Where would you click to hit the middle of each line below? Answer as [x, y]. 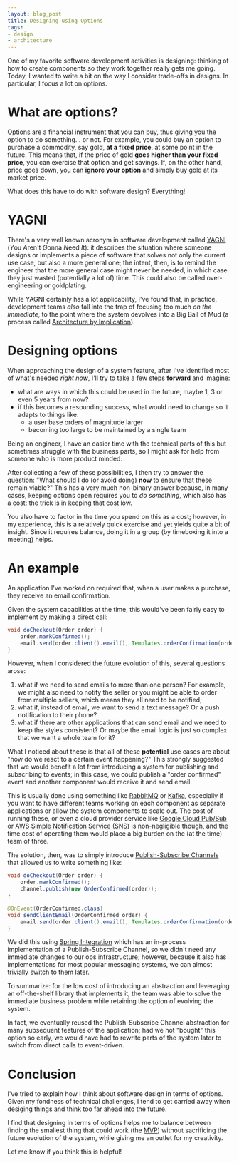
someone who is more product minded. [65, 458]
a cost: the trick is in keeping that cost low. [70, 503]
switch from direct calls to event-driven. [66, 1045]
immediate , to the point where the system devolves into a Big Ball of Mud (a [118, 314]
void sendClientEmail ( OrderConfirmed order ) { [78, 915]
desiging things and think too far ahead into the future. [87, 1109]
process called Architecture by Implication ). [71, 322]
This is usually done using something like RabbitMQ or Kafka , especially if [116, 796]
